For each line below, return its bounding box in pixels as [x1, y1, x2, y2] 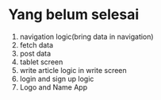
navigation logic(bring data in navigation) [19, 32, 154, 41]
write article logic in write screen [19, 65, 127, 75]
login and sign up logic [19, 74, 94, 83]
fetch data [19, 40, 54, 49]
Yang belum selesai [8, 6, 140, 24]
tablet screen [19, 57, 63, 67]
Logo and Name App [19, 82, 88, 92]
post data [19, 48, 52, 58]
